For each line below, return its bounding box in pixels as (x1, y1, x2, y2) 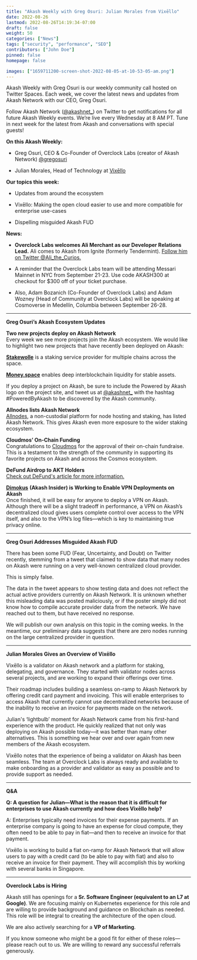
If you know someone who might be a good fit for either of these (6, 935, 162, 942)
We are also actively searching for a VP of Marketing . (6, 924, 136, 931)
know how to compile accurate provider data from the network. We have (6, 603, 181, 610)
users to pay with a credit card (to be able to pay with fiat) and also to (6, 853, 174, 860)
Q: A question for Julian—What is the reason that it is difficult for (6, 799, 167, 806)
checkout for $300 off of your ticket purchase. (14, 278, 127, 285)
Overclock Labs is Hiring (6, 882, 67, 889)
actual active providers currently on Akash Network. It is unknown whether (6, 591, 187, 598)
